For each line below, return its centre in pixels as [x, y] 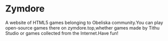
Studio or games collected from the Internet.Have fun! [62, 33]
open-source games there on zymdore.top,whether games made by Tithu [82, 27]
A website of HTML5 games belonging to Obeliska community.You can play [84, 22]
